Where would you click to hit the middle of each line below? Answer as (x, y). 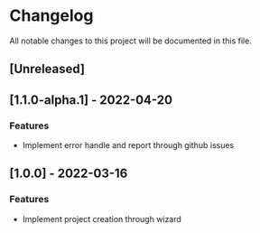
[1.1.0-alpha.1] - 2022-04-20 (91, 100)
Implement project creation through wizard (102, 219)
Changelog (51, 16)
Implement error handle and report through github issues (128, 145)
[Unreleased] (47, 69)
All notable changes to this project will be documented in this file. (131, 41)
